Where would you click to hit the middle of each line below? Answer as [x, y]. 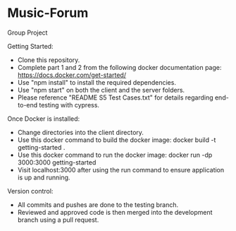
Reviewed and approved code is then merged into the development [115, 212]
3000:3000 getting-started [57, 162]
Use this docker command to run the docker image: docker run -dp [115, 155]
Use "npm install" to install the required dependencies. [97, 82]
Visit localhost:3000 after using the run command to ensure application [121, 170]
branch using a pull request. [58, 220]
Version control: [30, 191]
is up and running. [44, 177]
